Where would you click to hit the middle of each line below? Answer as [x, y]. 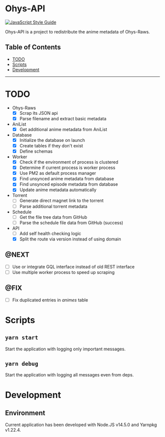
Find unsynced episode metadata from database [69, 184]
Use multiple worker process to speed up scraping [63, 272]
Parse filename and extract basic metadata [63, 118]
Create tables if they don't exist [51, 145]
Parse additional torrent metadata [53, 206]
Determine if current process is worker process [67, 168]
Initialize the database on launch [52, 140]
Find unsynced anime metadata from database [67, 179]
